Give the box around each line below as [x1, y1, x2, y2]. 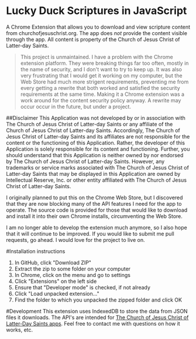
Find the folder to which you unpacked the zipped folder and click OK [14, 296, 183, 303]
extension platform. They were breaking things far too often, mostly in [20, 60, 189, 67]
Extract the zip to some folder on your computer [14, 265, 130, 272]
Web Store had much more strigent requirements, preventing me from [20, 78, 189, 85]
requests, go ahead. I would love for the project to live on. [6, 236, 145, 243]
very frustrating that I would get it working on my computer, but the [20, 72, 183, 79]
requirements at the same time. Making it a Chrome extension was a [20, 91, 185, 98]
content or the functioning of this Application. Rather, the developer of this [6, 139, 185, 146]
